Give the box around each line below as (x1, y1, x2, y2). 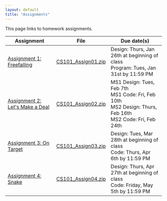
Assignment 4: (7, 172, 42, 179)
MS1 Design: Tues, (110, 78, 155, 85)
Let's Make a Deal (7, 103, 50, 110)
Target (7, 145, 23, 152)
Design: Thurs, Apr (110, 163, 155, 170)
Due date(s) (121, 37, 150, 44)
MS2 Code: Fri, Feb (110, 116, 156, 123)
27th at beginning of (110, 169, 159, 176)
